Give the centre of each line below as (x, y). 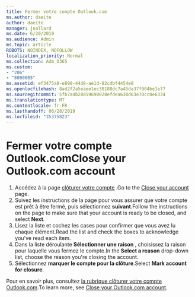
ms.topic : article (29, 45)
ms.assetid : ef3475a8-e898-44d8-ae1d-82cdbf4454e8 (70, 84)
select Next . (30, 219)
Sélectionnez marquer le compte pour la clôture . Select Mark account (100, 263)
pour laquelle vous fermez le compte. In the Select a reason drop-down (101, 251)
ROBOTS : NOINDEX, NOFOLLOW (39, 50)
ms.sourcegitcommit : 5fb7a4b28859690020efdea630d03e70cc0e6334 (86, 94)
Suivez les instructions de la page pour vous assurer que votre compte (101, 200)
